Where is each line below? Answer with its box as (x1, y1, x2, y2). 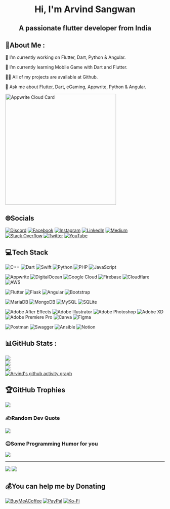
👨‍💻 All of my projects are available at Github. (5, 74, 98, 80)
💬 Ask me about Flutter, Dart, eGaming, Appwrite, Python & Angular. (5, 84, 147, 90)
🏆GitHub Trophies (5, 386, 66, 394)
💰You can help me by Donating (5, 482, 106, 490)
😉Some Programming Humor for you (5, 440, 98, 447)
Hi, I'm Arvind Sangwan (34, 4, 136, 15)
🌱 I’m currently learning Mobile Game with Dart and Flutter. (5, 64, 127, 70)
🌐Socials (5, 214, 34, 223)
